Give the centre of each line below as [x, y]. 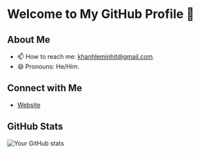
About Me [29, 40]
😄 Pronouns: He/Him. [48, 66]
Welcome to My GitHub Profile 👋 [101, 14]
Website [29, 105]
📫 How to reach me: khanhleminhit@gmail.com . [86, 57]
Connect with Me [45, 88]
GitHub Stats [35, 127]
